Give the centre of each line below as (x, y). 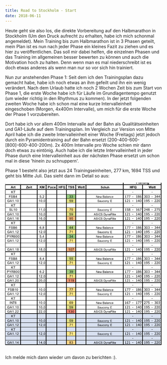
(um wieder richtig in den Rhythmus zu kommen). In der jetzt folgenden (78, 98)
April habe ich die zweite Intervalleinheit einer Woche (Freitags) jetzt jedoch (83, 134)
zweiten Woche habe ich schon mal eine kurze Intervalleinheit (68, 103)
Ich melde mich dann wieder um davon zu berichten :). (61, 358)
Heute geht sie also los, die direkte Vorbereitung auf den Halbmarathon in (81, 30)
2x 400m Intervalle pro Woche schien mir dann (103, 145)
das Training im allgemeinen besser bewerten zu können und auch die (77, 57)
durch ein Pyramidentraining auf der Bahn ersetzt (56, 140)
